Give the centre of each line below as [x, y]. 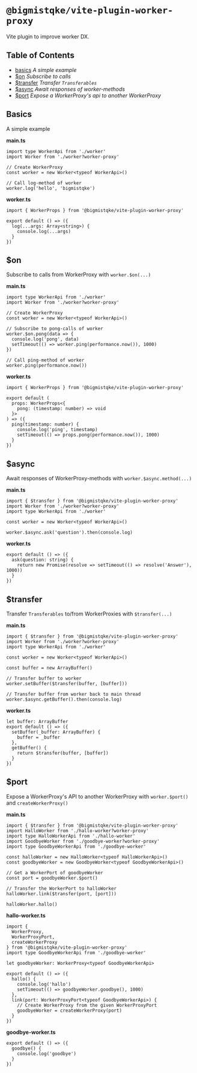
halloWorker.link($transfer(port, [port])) [62, 893]
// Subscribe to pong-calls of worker [55, 329]
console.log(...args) [44, 231]
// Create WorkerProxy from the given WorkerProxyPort [87, 1005]
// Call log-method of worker [44, 183]
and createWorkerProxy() [37, 803]
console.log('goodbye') [47, 1053]
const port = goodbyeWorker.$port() [52, 878]
